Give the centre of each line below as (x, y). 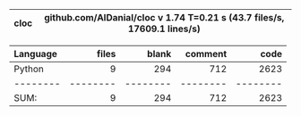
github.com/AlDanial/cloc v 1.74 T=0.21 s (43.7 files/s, (164, 17)
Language (36, 54)
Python (29, 69)
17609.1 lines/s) (164, 29)
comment (206, 54)
